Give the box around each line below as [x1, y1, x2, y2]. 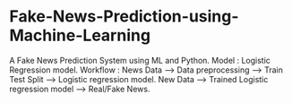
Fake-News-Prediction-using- [9, 6, 239, 27]
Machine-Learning [9, 25, 150, 46]
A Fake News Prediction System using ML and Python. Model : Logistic [9, 55, 271, 65]
